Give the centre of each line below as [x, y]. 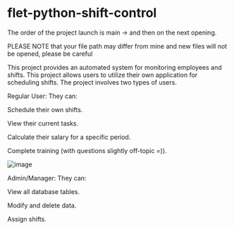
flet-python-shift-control [82, 13]
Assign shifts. [27, 219]
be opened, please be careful [50, 54]
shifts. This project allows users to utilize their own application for [103, 75]
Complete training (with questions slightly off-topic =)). [87, 150]
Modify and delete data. [42, 205]
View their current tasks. [43, 123]
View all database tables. [43, 191]
